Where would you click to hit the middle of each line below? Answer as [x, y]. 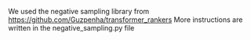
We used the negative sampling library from [79, 11]
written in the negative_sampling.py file [71, 28]
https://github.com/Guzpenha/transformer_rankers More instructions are [125, 20]
